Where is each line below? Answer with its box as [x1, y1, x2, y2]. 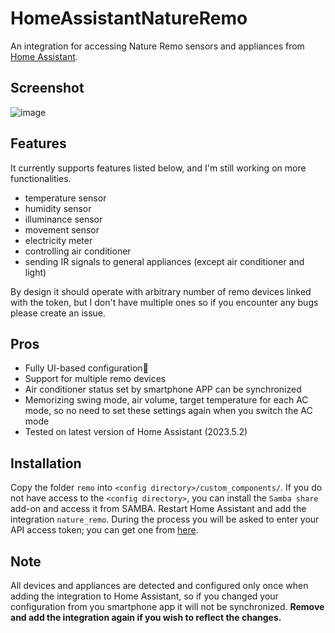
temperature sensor [24, 192, 107, 204]
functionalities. [10, 172, 72, 184]
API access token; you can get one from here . [10, 524, 199, 536]
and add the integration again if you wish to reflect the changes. [10, 612, 282, 623]
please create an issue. [10, 307, 107, 319]
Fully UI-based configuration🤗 [24, 362, 149, 374]
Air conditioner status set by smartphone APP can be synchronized [24, 383, 302, 396]
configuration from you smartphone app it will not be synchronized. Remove [10, 601, 325, 612]
